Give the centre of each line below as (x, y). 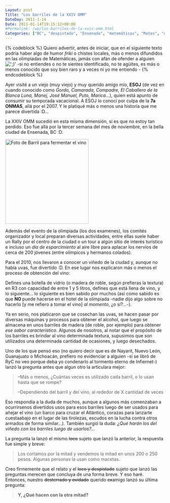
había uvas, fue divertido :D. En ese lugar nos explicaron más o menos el (81, 267)
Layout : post (19, 10)
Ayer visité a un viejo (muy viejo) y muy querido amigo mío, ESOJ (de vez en (85, 85)
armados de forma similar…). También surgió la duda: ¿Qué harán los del (81, 423)
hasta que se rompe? (39, 382)
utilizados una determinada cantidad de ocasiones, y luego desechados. (81, 341)
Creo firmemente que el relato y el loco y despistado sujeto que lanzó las (81, 469)
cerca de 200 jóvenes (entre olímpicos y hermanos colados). (69, 252)
